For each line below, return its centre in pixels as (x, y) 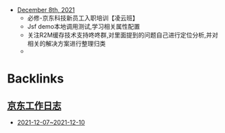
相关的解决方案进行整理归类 (67, 43)
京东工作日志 (34, 105)
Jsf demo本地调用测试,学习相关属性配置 (84, 26)
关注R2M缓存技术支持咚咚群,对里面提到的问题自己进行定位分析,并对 (122, 35)
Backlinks (36, 79)
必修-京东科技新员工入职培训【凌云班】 (83, 18)
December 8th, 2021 (46, 10)
